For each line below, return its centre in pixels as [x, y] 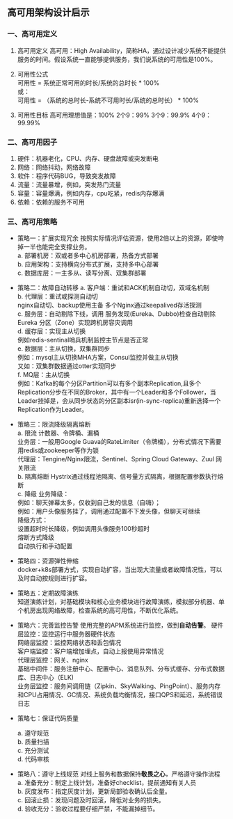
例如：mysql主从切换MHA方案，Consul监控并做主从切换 [98, 358]
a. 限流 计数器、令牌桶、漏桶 [58, 433]
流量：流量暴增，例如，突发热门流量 [69, 184]
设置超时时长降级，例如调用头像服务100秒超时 [83, 529]
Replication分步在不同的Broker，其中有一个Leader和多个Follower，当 [116, 392]
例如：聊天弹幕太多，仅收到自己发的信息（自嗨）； [89, 502]
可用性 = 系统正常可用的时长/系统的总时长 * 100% [88, 83]
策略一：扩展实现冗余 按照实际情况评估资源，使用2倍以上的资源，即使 [118, 238]
